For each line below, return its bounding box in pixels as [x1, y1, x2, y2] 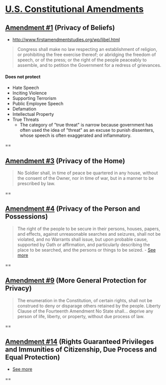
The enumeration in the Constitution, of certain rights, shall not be [17, 297, 153, 303]
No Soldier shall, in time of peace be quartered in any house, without [17, 170, 158, 176]
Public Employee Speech [12, 101, 64, 107]
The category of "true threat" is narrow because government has [19, 122, 153, 128]
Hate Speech [12, 85, 39, 91]
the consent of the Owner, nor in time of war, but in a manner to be [17, 175, 154, 181]
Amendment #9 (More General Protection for [5, 276, 147, 285]
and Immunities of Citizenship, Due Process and [5, 346, 157, 354]
